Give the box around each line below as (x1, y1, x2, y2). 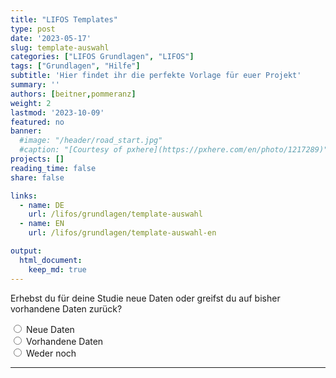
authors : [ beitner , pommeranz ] (10, 89, 137, 99)
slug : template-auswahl (10, 42, 110, 53)
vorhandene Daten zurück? (10, 302, 123, 315)
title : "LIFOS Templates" (10, 14, 118, 25)
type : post (10, 24, 56, 34)
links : (10, 191, 38, 201)
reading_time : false (10, 163, 97, 173)
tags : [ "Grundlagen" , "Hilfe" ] (10, 61, 141, 71)
